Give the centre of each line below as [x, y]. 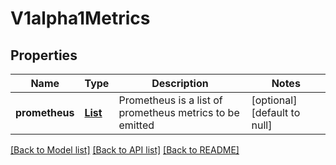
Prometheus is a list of [170, 100]
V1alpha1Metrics [80, 18]
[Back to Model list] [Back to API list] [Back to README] [125, 150]
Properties [44, 55]
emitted [136, 125]
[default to [276, 112]
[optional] [274, 100]
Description [180, 83]
